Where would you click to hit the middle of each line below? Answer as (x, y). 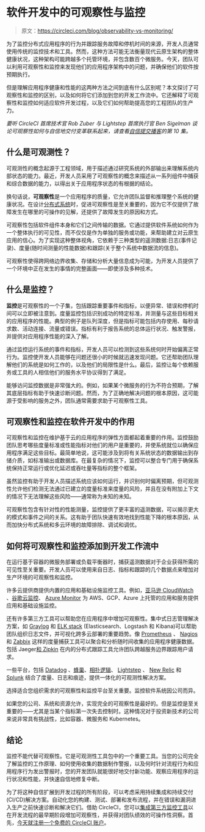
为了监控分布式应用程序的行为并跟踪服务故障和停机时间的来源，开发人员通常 (103, 43)
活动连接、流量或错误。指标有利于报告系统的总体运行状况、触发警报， (110, 328)
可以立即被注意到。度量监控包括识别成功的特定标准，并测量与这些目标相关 (105, 313)
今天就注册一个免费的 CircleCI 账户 (61, 823)
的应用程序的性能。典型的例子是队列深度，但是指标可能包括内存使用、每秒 (100, 321)
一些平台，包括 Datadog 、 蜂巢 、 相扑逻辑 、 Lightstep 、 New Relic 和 (94, 670)
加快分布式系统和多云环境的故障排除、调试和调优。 (76, 525)
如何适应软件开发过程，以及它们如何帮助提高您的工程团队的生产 (113, 102)
